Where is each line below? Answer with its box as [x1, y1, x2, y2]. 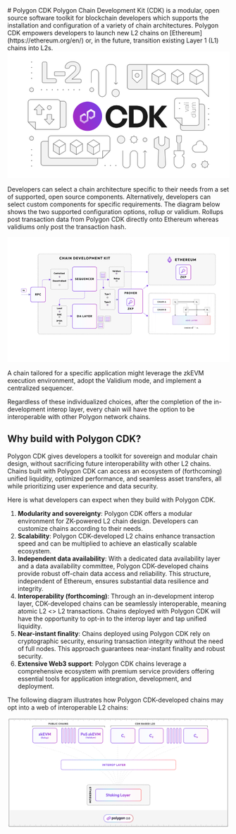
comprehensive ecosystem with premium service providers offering [17, 666, 215, 675]
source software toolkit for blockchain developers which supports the [7, 13, 209, 22]
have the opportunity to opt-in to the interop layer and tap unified [17, 614, 206, 623]
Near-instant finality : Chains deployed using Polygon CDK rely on [17, 629, 210, 638]
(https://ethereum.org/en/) [7, 36, 85, 45]
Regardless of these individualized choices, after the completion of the [7, 398, 213, 406]
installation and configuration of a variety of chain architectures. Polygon [7, 21, 219, 30]
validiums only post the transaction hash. [7, 222, 127, 231]
